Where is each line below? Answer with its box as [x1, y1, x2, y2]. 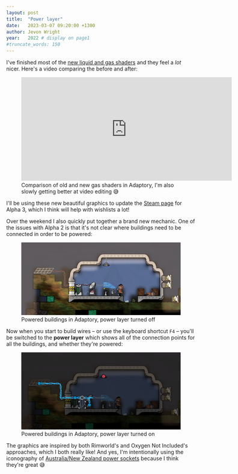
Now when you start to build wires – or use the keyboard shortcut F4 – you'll [6, 327, 194, 334]
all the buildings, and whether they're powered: [6, 340, 123, 348]
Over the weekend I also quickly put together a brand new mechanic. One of [6, 217, 195, 225]
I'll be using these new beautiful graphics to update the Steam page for [6, 199, 182, 207]
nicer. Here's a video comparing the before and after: [6, 65, 138, 72]
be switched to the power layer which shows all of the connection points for [6, 334, 195, 341]
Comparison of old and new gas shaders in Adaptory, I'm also [21, 181, 174, 189]
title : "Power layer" [6, 16, 63, 22]
